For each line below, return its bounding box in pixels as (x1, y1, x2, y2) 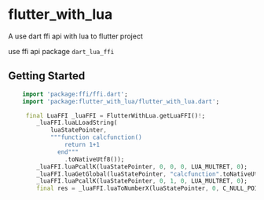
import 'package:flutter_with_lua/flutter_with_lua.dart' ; (22, 97, 220, 105)
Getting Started (8, 69, 86, 83)
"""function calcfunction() (49, 133, 143, 142)
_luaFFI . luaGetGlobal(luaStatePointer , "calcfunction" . (36, 170, 223, 178)
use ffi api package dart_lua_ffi (8, 46, 115, 56)
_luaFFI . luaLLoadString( (36, 119, 118, 127)
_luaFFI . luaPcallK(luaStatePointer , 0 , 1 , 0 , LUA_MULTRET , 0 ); (36, 177, 248, 185)
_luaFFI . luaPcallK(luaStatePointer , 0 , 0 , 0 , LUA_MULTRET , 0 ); (36, 162, 248, 170)
